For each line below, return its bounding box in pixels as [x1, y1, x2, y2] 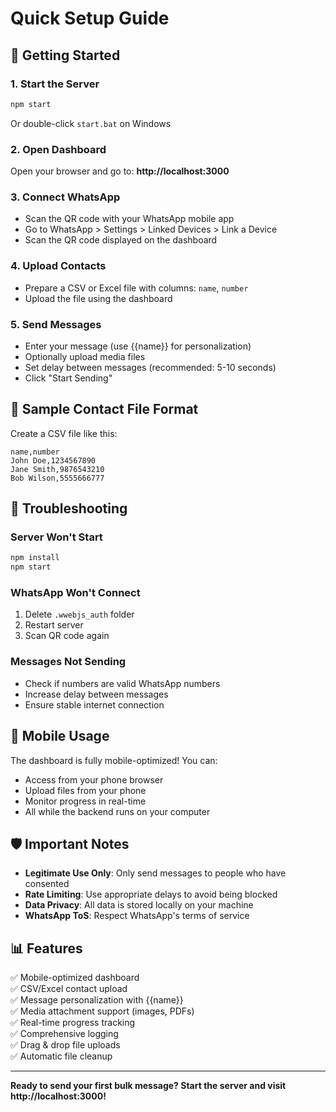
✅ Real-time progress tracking [10, 1017, 136, 1029]
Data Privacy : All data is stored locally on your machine [24, 899, 254, 911]
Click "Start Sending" [24, 372, 113, 384]
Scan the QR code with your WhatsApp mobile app [24, 213, 235, 225]
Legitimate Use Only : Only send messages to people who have [24, 867, 287, 879]
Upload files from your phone [24, 784, 147, 796]
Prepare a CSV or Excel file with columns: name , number [24, 282, 249, 294]
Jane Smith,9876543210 [10, 464, 105, 474]
